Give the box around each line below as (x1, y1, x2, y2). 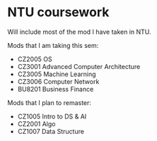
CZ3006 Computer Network (17, 77, 100, 85)
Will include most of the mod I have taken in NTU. (7, 27, 151, 36)
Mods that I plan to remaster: (7, 98, 92, 106)
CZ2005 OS (17, 54, 52, 63)
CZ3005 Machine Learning (17, 70, 97, 78)
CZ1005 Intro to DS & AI (17, 112, 87, 121)
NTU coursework (7, 4, 110, 20)
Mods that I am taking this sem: (7, 41, 99, 49)
